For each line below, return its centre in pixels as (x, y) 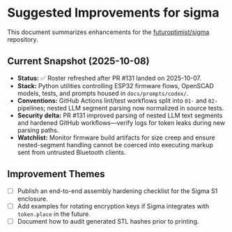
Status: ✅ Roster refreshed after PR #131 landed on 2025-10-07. (109, 78)
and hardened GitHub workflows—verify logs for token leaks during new (121, 122)
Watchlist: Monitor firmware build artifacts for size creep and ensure (116, 138)
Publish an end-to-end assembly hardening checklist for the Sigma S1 (117, 191)
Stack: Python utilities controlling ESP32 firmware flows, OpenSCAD (116, 85)
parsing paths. (38, 130)
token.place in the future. (54, 214)
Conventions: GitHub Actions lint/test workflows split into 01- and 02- (117, 100)
